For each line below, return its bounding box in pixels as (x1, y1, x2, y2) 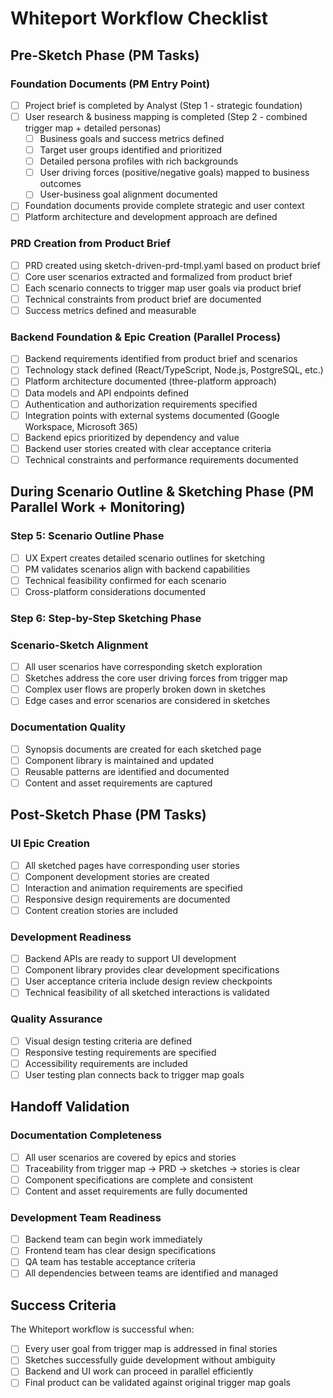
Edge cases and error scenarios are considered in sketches (24, 695, 271, 707)
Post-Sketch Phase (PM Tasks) (10, 807, 207, 824)
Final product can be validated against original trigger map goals (24, 1377, 291, 1389)
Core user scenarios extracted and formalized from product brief (24, 270, 293, 282)
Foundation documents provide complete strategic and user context (24, 200, 305, 212)
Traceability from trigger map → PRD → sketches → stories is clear (24, 1162, 301, 1174)
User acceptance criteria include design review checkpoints (24, 975, 273, 987)
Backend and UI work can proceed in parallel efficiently (24, 1365, 254, 1377)
